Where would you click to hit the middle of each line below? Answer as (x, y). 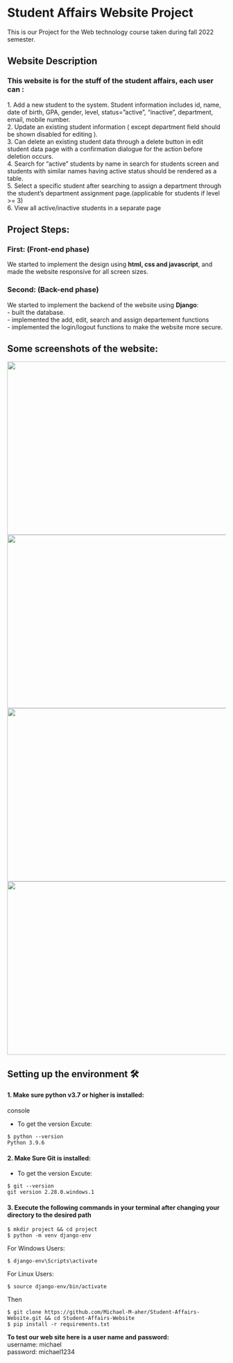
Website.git (24, 1319)
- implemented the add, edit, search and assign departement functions (108, 320)
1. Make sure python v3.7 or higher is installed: (76, 1095)
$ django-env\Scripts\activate (52, 1261)
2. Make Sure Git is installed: (49, 1158)
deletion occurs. (31, 156)
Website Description (52, 61)
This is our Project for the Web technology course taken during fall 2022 (110, 32)
